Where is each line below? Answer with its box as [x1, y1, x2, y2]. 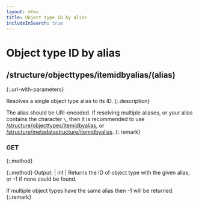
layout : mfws [6, 8, 39, 15]
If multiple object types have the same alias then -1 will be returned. [6, 187, 174, 194]
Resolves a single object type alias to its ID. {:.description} [6, 98, 150, 105]
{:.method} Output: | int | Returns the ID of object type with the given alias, [6, 169, 191, 176]
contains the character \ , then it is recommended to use [6, 116, 145, 123]
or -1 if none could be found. [6, 175, 77, 183]
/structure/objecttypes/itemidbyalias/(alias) [6, 70, 176, 80]
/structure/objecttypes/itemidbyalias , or [6, 122, 105, 130]
